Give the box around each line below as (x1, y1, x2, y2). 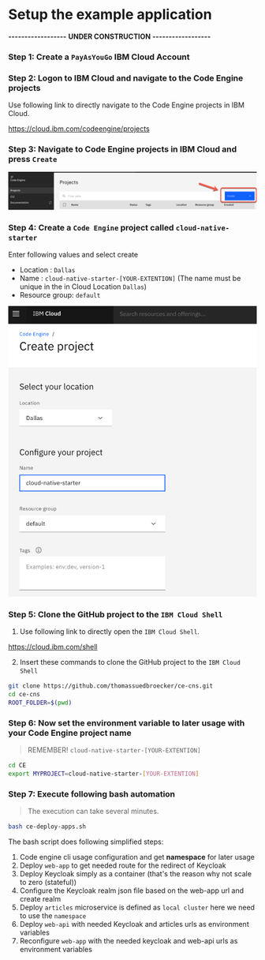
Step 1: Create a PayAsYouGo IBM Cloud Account (8, 51, 191, 62)
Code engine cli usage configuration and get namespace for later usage (19, 853, 255, 862)
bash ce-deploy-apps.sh (8, 823, 87, 831)
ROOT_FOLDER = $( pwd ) (8, 699, 73, 707)
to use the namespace (19, 911, 87, 921)
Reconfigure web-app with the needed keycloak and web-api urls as (19, 936, 238, 946)
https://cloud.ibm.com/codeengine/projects (8, 124, 150, 133)
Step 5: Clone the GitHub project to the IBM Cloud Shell (8, 609, 223, 621)
